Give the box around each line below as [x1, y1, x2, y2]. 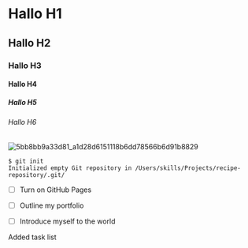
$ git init [8, 157, 44, 165]
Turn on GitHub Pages [19, 185, 92, 194]
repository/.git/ [8, 171, 65, 178]
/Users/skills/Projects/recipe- [135, 163, 242, 172]
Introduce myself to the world [19, 216, 116, 226]
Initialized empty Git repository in [8, 163, 132, 172]
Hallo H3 [8, 60, 42, 71]
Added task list [8, 232, 57, 242]
